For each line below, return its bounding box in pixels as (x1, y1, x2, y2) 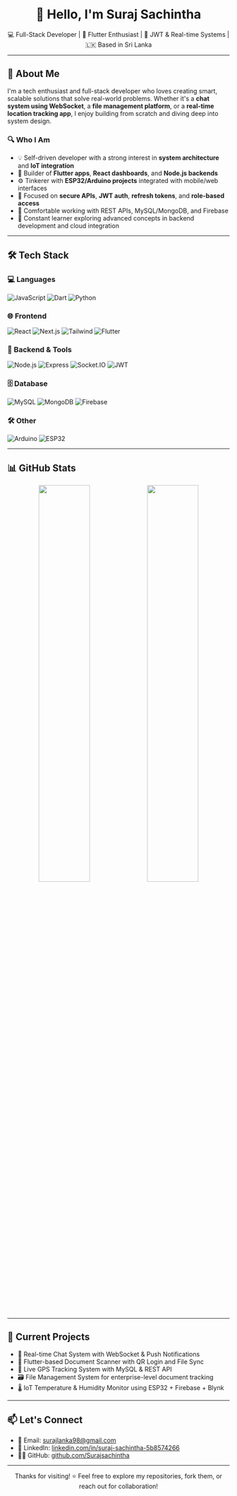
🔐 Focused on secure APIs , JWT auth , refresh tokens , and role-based (17, 192, 224, 200)
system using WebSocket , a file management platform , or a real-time (7, 102, 214, 110)
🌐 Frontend (7, 311, 47, 321)
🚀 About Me (7, 68, 60, 80)
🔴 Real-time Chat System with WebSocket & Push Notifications (17, 1350, 200, 1358)
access (17, 199, 40, 208)
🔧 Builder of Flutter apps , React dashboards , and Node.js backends (17, 169, 219, 177)
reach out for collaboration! (78, 1482, 159, 1490)
